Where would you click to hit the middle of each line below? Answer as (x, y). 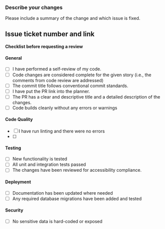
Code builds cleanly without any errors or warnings (65, 108)
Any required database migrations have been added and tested (77, 199)
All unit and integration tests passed (49, 165)
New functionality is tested (40, 159)
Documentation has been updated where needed (63, 193)
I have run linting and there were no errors (62, 131)
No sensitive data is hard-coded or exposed (57, 221)
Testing (13, 148)
